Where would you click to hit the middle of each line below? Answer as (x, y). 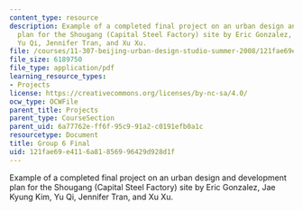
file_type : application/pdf (62, 69)
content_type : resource (54, 18)
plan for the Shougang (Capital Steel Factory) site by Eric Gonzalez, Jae (142, 187)
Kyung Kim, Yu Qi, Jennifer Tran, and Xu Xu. (92, 197)
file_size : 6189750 (46, 60)
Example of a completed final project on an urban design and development (148, 178)
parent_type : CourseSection (62, 118)
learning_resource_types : (58, 77)
